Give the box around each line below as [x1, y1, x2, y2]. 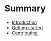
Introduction [11, 19, 37, 25]
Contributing [11, 30, 38, 36]
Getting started [11, 24, 43, 30]
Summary [4, 3, 46, 14]
